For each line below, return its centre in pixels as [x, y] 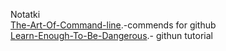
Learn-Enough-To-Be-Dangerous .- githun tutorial [112, 35]
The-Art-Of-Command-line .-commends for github [113, 25]
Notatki [25, 14]
